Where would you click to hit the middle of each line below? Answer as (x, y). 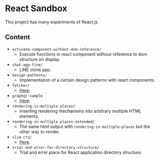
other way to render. (40, 131)
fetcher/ (21, 86)
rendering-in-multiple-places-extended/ (53, 122)
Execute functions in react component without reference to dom (83, 54)
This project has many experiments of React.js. (52, 22)
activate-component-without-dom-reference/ (57, 49)
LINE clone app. (35, 70)
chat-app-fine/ (27, 65)
